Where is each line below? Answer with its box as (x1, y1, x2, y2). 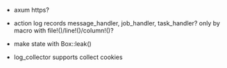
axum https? (13, 6, 50, 14)
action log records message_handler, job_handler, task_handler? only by (13, 19, 221, 27)
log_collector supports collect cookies (13, 53, 123, 61)
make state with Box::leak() (13, 40, 92, 47)
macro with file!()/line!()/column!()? (13, 27, 114, 34)
